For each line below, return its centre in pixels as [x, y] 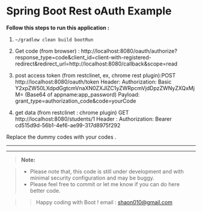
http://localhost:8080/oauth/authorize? [129, 51]
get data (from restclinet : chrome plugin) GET [72, 112]
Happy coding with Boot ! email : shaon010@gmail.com [104, 202]
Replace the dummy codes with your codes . [61, 137]
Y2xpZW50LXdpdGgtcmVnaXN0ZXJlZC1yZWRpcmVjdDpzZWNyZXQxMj [105, 88]
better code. [45, 190]
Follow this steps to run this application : [58, 28]
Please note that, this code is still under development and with [107, 171]
